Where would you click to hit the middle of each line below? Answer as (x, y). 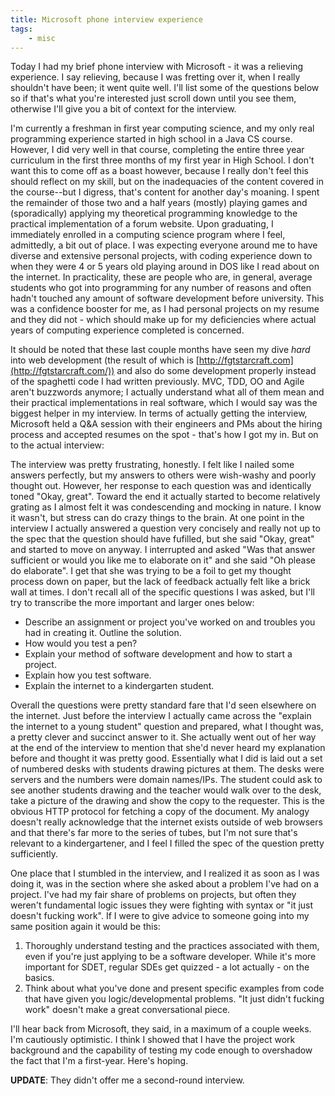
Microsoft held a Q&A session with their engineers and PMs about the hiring (166, 424)
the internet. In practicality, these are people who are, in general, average (161, 277)
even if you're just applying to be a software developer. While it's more (170, 957)
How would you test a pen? (81, 643)
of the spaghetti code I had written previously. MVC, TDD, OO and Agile (157, 382)
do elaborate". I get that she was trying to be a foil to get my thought (151, 571)
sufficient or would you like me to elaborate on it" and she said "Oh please (163, 560)
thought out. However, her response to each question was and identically (161, 486)
